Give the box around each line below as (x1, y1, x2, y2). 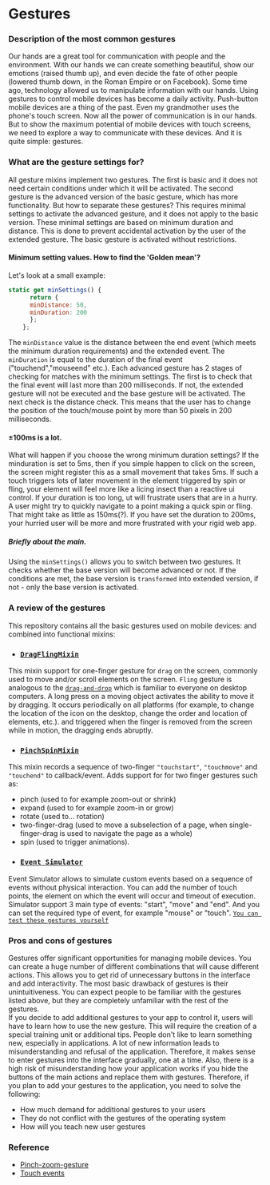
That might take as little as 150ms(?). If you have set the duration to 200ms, (8, 510, 256, 520)
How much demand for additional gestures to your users (19, 1104, 206, 1114)
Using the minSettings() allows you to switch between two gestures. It (8, 557, 241, 567)
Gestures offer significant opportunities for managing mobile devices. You (8, 953, 252, 962)
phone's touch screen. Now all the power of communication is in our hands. (8, 111, 257, 121)
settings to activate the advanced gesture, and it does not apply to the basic (8, 209, 259, 219)
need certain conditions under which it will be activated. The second (8, 183, 234, 193)
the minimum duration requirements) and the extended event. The (8, 346, 225, 356)
